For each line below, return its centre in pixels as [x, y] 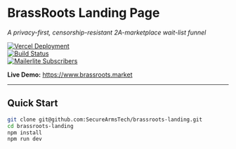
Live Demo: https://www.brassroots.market [70, 74]
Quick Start [33, 103]
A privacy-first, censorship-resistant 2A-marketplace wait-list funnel [107, 32]
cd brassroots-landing [40, 126]
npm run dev [25, 139]
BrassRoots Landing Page [84, 13]
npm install [25, 132]
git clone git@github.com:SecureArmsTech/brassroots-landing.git [105, 119]
